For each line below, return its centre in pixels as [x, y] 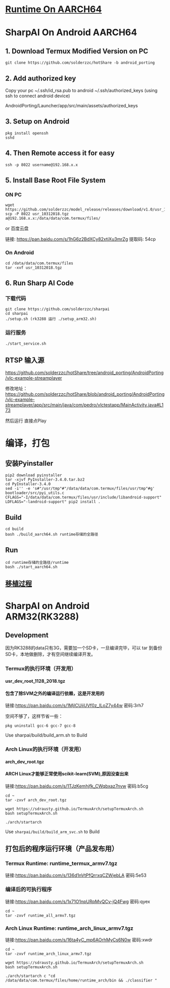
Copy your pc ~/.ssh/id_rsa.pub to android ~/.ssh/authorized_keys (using [81, 90]
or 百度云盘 [17, 228]
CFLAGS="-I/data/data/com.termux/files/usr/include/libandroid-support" [83, 498]
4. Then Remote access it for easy [60, 153]
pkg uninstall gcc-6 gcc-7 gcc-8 [40, 726]
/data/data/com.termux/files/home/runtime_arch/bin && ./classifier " [81, 980]
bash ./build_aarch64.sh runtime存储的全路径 [52, 534]
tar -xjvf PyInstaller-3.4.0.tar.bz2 [45, 480]
